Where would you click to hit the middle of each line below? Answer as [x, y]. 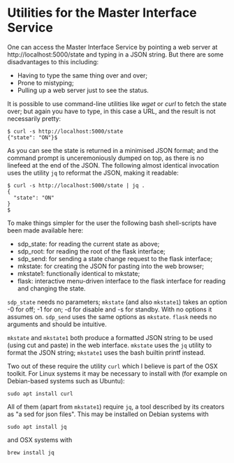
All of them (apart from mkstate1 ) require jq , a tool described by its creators [116, 406]
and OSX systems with [40, 440]
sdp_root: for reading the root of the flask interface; [92, 251]
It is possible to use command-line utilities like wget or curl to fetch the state [117, 103]
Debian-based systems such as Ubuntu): [66, 381]
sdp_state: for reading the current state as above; [88, 244]
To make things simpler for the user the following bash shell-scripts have [112, 223]
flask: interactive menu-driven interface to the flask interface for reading [121, 281]
